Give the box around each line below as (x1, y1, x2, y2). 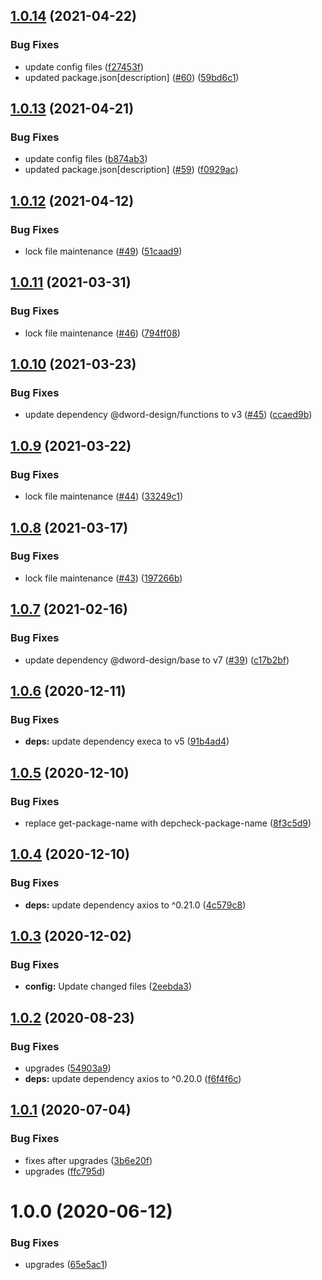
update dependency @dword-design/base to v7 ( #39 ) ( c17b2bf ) (24, 654, 290, 666)
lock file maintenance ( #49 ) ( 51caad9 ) (24, 245, 183, 258)
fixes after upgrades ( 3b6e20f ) (24, 1154, 153, 1166)
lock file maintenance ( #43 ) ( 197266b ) (24, 572, 183, 584)
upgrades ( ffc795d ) (24, 1165, 106, 1177)
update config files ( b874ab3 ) (24, 153, 148, 165)
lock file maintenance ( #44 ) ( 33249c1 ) (24, 490, 184, 503)
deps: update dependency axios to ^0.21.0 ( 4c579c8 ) (24, 899, 247, 911)
